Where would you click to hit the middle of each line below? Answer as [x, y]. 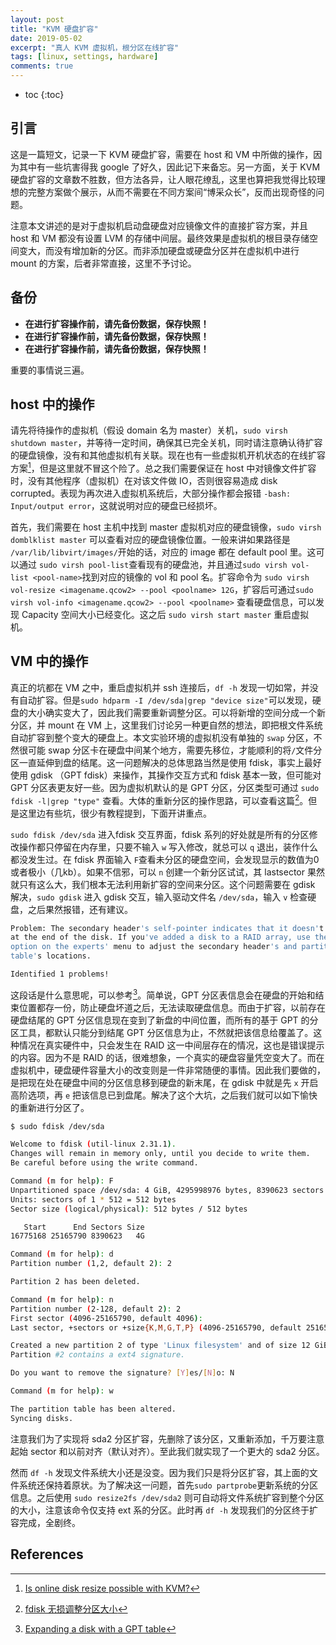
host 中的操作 [52, 404]
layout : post [37, 19]
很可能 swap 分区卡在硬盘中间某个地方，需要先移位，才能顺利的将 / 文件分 [170, 750]
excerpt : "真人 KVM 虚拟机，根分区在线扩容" [95, 47]
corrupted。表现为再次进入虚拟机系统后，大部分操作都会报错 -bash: [151, 493]
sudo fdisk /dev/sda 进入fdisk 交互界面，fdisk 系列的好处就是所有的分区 [160, 834]
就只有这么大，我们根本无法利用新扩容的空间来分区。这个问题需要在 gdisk [163, 884]
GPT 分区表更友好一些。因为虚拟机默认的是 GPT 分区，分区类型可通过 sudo [165, 787]
